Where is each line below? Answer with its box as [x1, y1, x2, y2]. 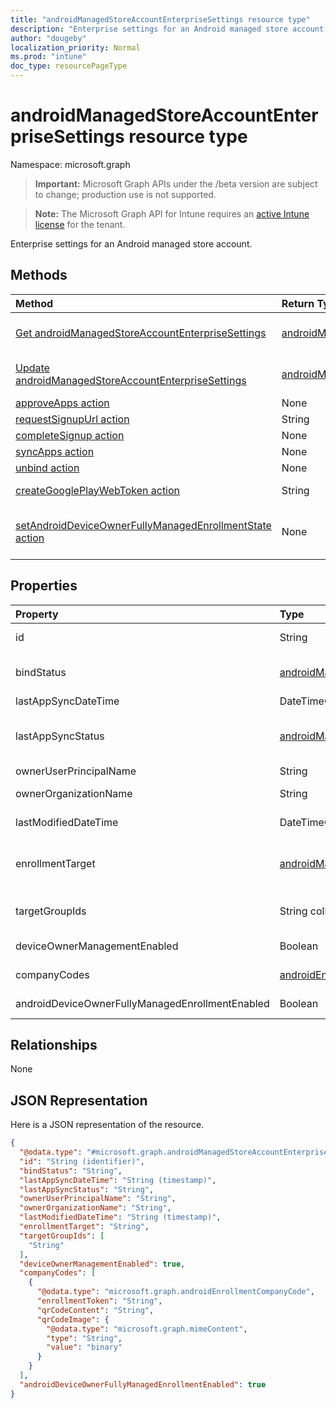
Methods [10, 267, 68, 284]
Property [15, 607, 59, 621]
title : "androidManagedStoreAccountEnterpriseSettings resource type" [10, 14, 311, 25]
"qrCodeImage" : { [36, 1314, 110, 1325]
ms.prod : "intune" [10, 52, 87, 62]
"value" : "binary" [46, 1342, 123, 1353]
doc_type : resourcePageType [10, 61, 128, 71]
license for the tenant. [34, 218, 126, 230]
